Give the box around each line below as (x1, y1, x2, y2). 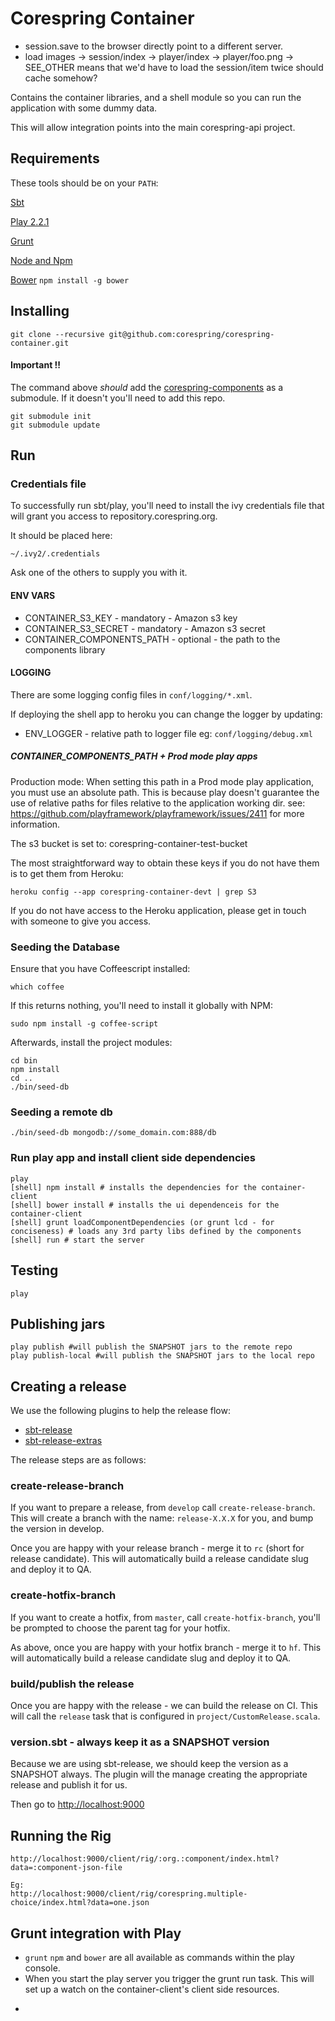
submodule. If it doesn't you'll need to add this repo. (10, 392, 226, 404)
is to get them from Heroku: (10, 867, 124, 879)
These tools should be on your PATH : (10, 177, 159, 189)
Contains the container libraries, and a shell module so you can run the (10, 91, 302, 103)
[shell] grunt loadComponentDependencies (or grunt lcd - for (10, 1217, 275, 1227)
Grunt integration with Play (10, 1925, 182, 1942)
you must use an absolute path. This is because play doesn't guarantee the (10, 786, 320, 798)
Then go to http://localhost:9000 (10, 1798, 145, 1811)
